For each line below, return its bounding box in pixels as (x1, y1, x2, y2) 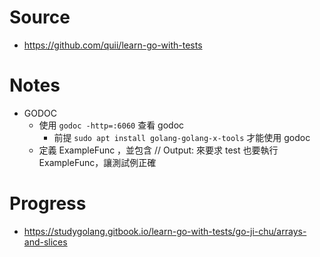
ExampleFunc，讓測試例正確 (38, 156, 157, 168)
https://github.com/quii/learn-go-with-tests (23, 39, 203, 51)
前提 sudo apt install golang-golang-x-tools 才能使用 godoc (53, 131, 311, 143)
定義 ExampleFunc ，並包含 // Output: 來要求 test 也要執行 (38, 144, 279, 156)
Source (9, 6, 71, 29)
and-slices (23, 236, 68, 248)
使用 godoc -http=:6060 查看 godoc (38, 119, 185, 131)
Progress (9, 192, 87, 215)
